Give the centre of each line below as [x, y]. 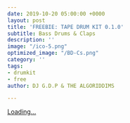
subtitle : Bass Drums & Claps [52, 33]
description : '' [31, 40]
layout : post [26, 20]
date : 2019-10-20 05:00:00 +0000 [56, 14]
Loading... [22, 112]
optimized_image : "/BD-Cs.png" [53, 53]
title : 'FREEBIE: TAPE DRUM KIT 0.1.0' [66, 27]
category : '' [26, 60]
